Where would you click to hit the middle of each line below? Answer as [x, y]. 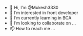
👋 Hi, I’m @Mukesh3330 [34, 8]
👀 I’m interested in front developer [44, 13]
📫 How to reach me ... [32, 28]
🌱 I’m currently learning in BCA [41, 18]
